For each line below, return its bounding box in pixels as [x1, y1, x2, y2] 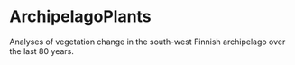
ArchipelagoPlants [9, 6, 152, 27]
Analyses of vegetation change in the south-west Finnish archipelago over [9, 36, 286, 47]
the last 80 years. [9, 45, 74, 56]
